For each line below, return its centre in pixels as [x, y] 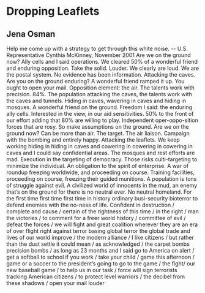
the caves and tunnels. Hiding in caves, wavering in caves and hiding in [96, 101]
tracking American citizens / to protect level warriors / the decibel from [96, 276]
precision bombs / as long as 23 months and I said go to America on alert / [100, 250]
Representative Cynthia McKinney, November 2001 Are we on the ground [99, 55]
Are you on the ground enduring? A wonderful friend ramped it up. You [95, 81]
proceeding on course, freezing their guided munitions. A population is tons [102, 179]
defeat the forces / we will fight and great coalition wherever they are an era [102, 224]
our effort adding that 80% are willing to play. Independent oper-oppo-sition [102, 120]
